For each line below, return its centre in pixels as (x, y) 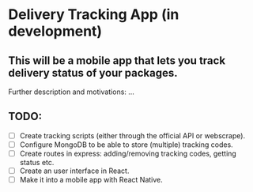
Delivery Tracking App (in (94, 15)
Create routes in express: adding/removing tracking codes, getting (128, 153)
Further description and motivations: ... (71, 92)
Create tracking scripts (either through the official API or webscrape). (132, 135)
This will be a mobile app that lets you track (117, 60)
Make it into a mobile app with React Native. (91, 180)
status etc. (37, 162)
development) (55, 31)
